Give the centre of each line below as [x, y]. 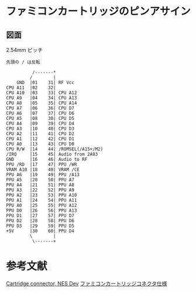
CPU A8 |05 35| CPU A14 [42, 103]
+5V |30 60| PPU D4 [40, 231]
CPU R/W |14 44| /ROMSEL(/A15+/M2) [55, 149]
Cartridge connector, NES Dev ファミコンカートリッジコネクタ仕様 [87, 283]
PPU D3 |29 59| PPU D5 [40, 226]
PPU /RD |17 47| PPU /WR [42, 164]
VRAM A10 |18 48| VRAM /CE [43, 170]
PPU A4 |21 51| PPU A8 [40, 185]
